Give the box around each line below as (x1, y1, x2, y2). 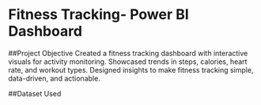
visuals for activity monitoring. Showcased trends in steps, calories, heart (8, 57, 248, 66)
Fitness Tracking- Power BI (8, 6, 190, 24)
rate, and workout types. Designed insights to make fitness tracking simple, (8, 65, 254, 74)
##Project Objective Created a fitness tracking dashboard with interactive (8, 48, 248, 58)
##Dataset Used (8, 88, 62, 98)
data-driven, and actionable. (8, 73, 100, 83)
